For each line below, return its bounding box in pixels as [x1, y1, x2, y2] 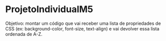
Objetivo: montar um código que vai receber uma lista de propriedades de [5, 20, 161, 26]
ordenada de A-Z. [5, 31, 42, 37]
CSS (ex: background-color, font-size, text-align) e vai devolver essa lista [5, 25, 160, 31]
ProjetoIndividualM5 [5, 4, 93, 15]
